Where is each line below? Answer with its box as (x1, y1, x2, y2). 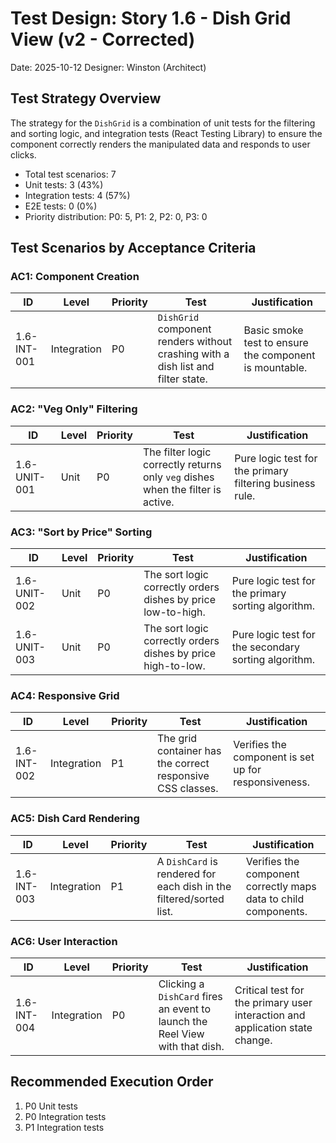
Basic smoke (243, 323, 304, 337)
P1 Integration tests (24, 1121, 105, 1133)
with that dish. (158, 1039, 225, 1053)
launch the (158, 1014, 208, 1028)
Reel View (158, 1027, 205, 1041)
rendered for (156, 867, 217, 881)
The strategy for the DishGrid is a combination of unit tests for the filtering (10, 117, 316, 129)
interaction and (234, 1008, 306, 1022)
